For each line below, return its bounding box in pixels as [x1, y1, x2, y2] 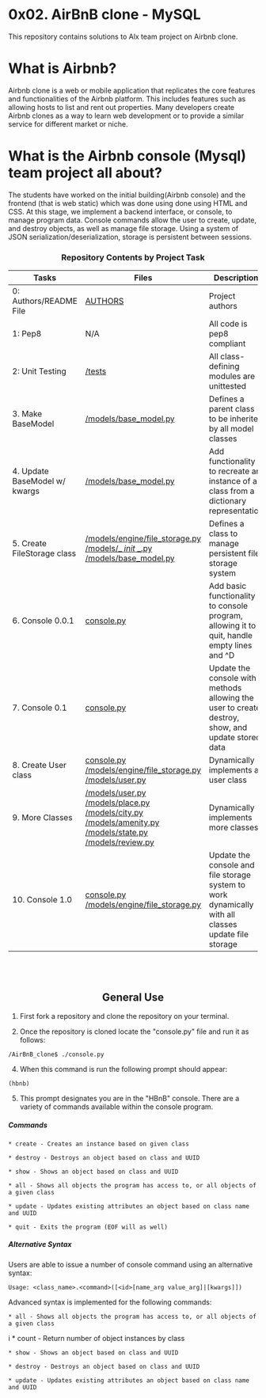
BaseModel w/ [12, 476, 66, 487]
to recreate [208, 465, 250, 477]
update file [208, 929, 249, 940]
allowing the [208, 693, 255, 704]
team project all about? [8, 164, 163, 182]
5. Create [12, 538, 47, 549]
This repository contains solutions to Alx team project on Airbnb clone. [8, 32, 238, 41]
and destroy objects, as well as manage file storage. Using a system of [8, 223, 239, 233]
